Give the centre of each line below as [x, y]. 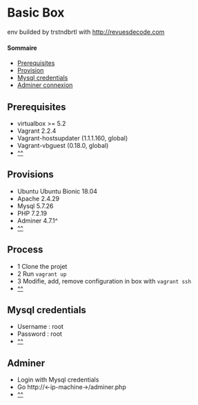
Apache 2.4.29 [38, 198]
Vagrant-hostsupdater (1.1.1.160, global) [72, 138]
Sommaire [22, 48]
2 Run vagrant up [42, 274]
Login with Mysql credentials [58, 380]
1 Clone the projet [42, 266]
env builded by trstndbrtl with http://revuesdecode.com [86, 32]
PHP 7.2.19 [32, 213]
